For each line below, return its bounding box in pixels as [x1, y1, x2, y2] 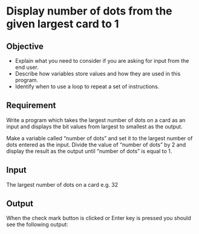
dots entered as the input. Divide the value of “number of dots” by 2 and [6, 141, 186, 148]
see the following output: [6, 221, 68, 228]
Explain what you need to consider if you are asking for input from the [15, 57, 189, 64]
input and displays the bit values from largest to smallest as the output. [6, 123, 183, 130]
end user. [15, 63, 39, 71]
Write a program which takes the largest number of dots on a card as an [6, 116, 186, 123]
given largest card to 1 [6, 17, 119, 31]
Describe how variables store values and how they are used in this [15, 70, 181, 77]
